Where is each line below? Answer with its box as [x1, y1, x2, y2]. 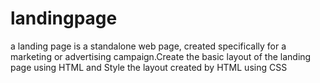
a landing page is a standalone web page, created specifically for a [10, 40, 287, 52]
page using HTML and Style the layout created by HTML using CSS [10, 61, 288, 73]
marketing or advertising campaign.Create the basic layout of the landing [10, 50, 312, 62]
